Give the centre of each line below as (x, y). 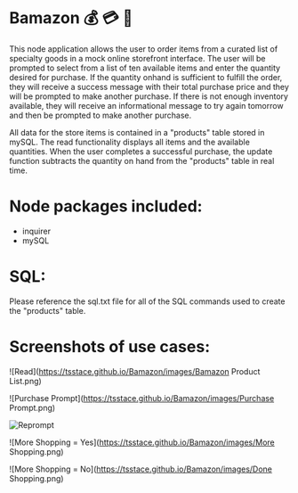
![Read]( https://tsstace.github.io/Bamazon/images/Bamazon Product (135, 371)
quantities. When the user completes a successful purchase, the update (141, 151)
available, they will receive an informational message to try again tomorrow (146, 105)
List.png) (25, 381)
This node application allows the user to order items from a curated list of (144, 49)
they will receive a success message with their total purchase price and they (149, 86)
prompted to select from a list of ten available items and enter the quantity (145, 68)
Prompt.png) (32, 407)
